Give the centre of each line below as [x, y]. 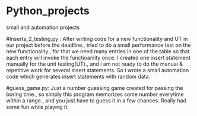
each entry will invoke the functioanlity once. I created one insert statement [99, 57]
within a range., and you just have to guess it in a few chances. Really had [96, 100]
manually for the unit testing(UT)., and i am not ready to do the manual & [94, 64]
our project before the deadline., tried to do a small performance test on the [99, 45]
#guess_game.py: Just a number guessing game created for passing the [95, 88]
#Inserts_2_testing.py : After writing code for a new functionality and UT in [97, 38]
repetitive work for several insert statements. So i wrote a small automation [98, 70]
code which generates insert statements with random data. [78, 76]
